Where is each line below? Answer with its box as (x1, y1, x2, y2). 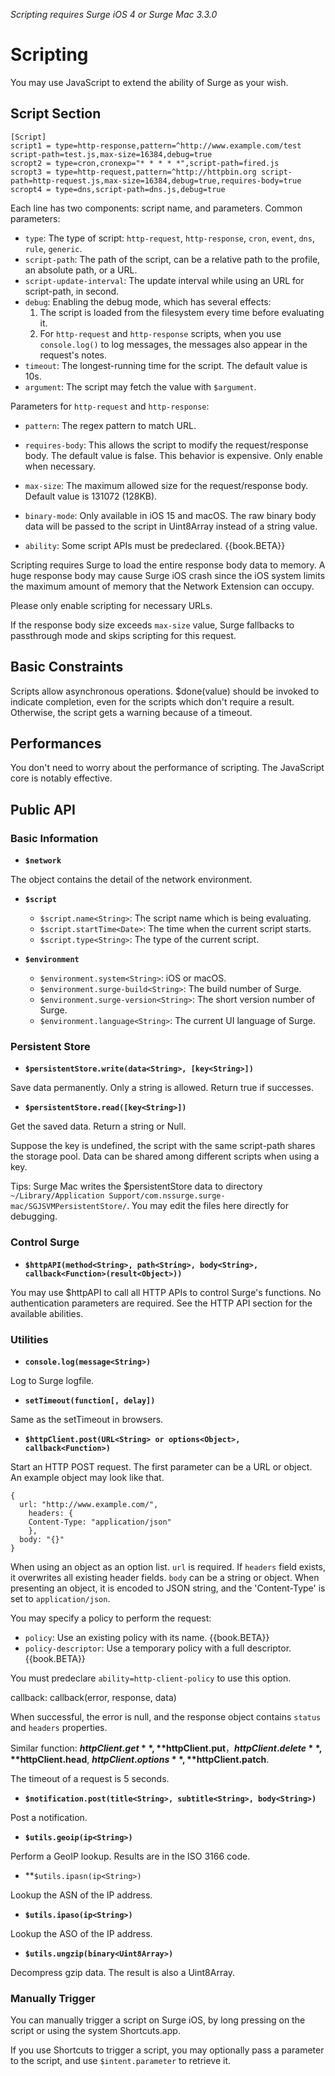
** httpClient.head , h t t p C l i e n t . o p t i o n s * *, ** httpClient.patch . (10, 1753, 270, 1765)
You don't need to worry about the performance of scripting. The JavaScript (10, 762, 325, 774)
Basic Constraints (10, 659, 124, 676)
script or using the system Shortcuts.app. (10, 2025, 181, 2037)
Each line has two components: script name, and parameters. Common (10, 202, 303, 214)
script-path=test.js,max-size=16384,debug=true (10, 149, 213, 159)
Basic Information (10, 831, 99, 845)
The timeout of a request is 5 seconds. (10, 1772, 170, 1784)
